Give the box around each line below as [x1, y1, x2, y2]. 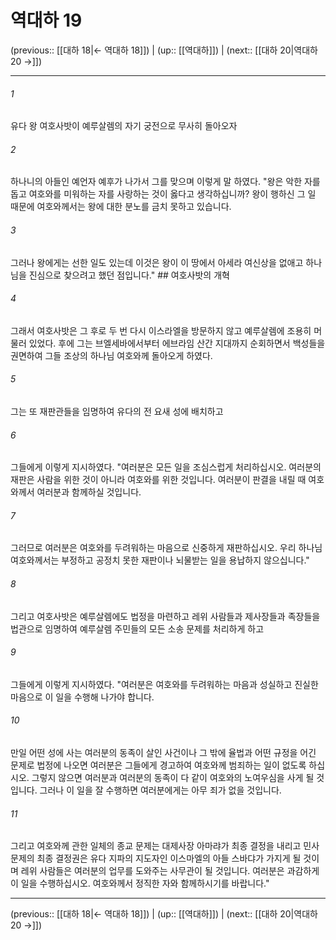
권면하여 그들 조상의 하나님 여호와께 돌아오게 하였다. [10, 349, 213, 361]
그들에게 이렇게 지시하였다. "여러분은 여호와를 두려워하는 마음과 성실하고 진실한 [10, 678, 319, 690]
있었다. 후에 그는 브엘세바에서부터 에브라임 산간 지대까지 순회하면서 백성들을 [28, 337, 326, 349]
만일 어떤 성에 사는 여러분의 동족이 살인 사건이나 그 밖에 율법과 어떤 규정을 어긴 [10, 746, 317, 758]
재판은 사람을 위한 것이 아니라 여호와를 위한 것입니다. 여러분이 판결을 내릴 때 [10, 474, 307, 486]
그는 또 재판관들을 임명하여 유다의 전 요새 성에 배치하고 [10, 405, 224, 417]
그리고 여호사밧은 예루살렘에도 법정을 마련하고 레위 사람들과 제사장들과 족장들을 [10, 610, 321, 622]
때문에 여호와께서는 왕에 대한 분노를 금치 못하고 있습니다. [10, 201, 232, 213]
